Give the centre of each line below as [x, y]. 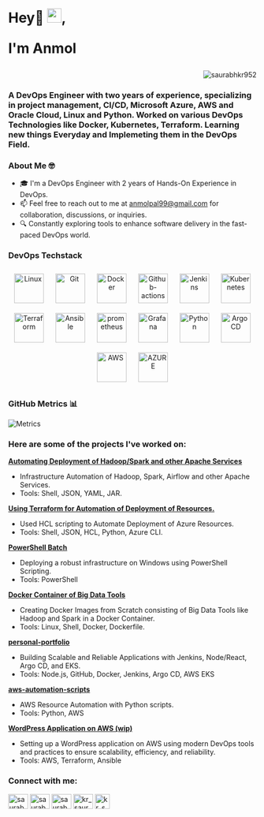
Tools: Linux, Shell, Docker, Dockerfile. [82, 627]
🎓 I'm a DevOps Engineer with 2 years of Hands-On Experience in [128, 183]
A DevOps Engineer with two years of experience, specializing [130, 95]
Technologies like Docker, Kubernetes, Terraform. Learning [124, 125]
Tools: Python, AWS [52, 713]
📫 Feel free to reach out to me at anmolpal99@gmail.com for [119, 203]
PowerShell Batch [38, 547]
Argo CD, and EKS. [50, 666]
